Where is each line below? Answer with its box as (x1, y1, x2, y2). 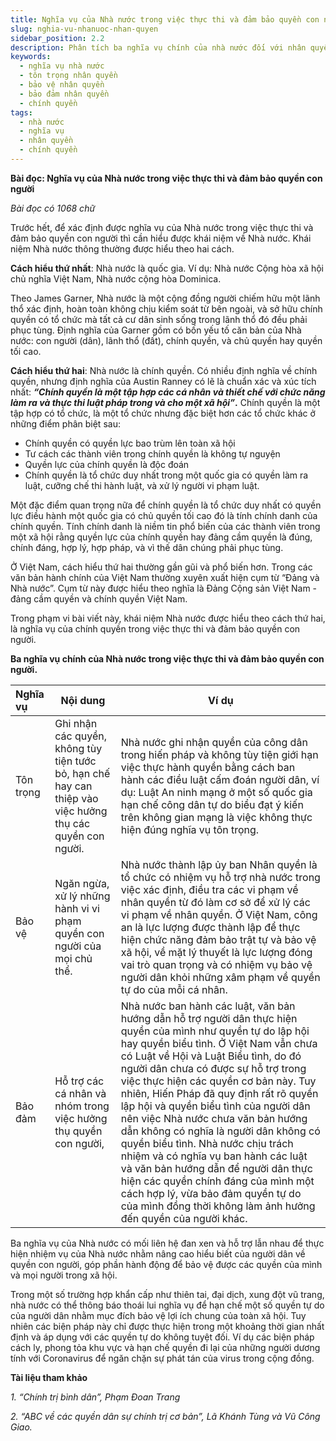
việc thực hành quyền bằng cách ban (120, 760, 296, 774)
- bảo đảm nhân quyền (19, 89, 110, 99)
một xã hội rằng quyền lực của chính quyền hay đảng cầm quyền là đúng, (10, 531, 313, 543)
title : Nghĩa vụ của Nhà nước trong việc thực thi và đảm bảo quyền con (10, 14, 320, 25)
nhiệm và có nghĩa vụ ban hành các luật (120, 1149, 308, 1163)
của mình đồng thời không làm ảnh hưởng (120, 1199, 316, 1213)
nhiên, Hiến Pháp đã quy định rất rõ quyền (120, 1086, 319, 1100)
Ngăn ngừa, (54, 876, 110, 890)
